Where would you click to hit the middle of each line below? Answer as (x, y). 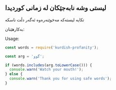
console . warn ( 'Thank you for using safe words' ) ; (60, 79)
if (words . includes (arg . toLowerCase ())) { (49, 65)
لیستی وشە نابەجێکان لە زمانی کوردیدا (56, 8)
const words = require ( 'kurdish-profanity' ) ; (52, 47)
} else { (14, 74)
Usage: (12, 38)
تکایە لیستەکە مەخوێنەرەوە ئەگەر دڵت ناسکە (45, 19)
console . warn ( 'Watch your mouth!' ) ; (46, 70)
